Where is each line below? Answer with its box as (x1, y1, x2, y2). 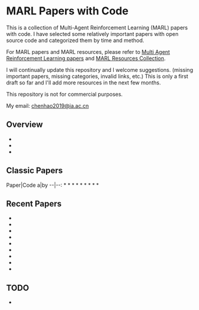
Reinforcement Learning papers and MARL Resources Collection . (6, 54, 166, 62)
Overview (6, 120, 43, 130)
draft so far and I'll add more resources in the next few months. (6, 79, 161, 86)
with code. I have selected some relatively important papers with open (6, 30, 179, 37)
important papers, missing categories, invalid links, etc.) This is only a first (6, 72, 189, 80)
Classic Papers (6, 166, 63, 176)
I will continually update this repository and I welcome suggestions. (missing (6, 66, 194, 73)
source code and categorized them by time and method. (6, 37, 145, 44)
